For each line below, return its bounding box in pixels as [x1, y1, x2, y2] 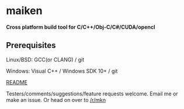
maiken [6, 4, 43, 18]
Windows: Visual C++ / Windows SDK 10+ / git [6, 67, 118, 74]
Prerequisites [6, 40, 56, 50]
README [6, 79, 28, 86]
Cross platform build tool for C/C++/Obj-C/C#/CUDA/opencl [6, 23, 155, 30]
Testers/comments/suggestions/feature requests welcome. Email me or [6, 90, 178, 97]
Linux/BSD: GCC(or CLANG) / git [6, 56, 85, 63]
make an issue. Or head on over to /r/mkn [6, 96, 106, 103]
